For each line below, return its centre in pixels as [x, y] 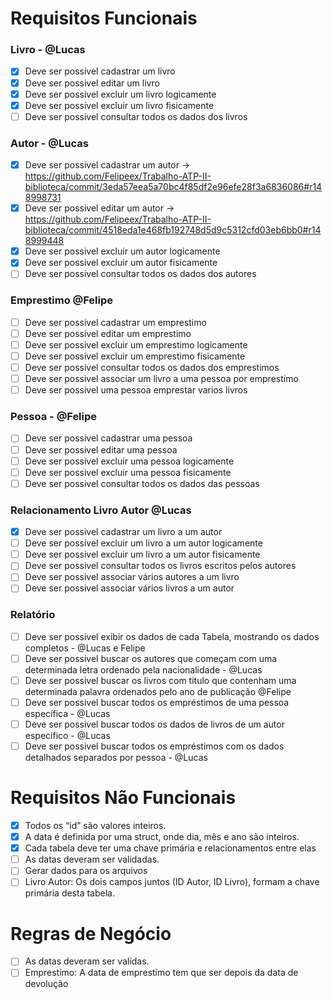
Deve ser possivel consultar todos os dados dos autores [140, 274]
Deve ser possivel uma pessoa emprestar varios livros [136, 390]
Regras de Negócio [91, 933]
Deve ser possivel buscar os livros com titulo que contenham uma [160, 680]
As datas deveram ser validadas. [92, 859]
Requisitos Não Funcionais [123, 798]
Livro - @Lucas [48, 50]
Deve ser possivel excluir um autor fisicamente [121, 263]
